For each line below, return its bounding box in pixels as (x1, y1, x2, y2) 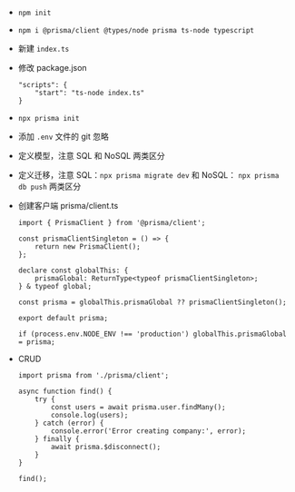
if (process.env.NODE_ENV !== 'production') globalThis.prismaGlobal (17, 330, 288, 339)
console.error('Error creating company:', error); (51, 427, 247, 436)
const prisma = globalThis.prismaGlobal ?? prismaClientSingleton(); (17, 298, 288, 307)
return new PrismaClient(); (34, 242, 141, 251)
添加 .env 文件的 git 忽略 (17, 131, 109, 142)
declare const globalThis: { (17, 266, 129, 275)
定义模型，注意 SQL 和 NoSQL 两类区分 (17, 151, 165, 161)
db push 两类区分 (17, 181, 82, 192)
